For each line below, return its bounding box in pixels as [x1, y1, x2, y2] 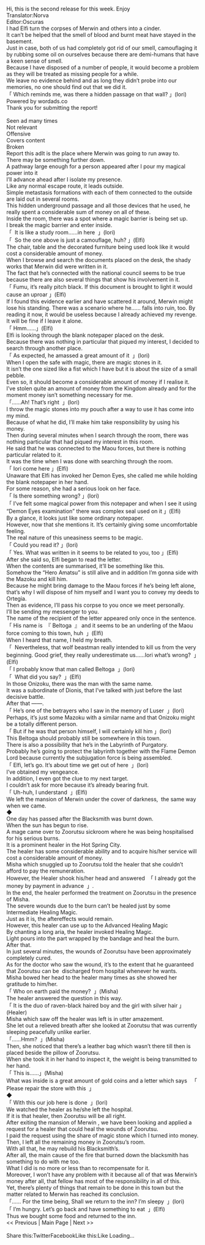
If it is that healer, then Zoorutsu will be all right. [6, 1112, 127, 1119]
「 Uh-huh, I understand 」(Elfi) [6, 788, 88, 796]
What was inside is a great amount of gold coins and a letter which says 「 [6, 1077, 198, 1084]
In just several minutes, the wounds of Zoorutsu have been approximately [6, 948, 192, 955]
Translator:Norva [6, 12, 49, 19]
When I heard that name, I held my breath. [6, 636, 113, 644]
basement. [6, 38, 34, 45]
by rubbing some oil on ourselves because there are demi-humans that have [6, 51, 199, 58]
